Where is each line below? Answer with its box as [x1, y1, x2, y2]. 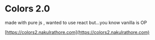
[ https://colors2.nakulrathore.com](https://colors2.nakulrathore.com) [5, 29, 150, 35]
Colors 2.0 [5, 3, 50, 14]
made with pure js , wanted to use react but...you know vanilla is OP [5, 19, 147, 25]
